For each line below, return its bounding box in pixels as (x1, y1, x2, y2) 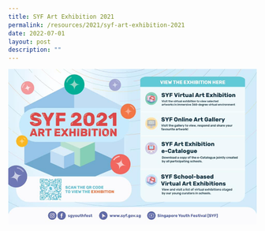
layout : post (8, 38, 51, 46)
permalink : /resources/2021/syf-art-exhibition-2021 (8, 20, 185, 29)
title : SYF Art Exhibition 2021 (8, 13, 114, 20)
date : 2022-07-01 (8, 29, 65, 37)
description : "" (8, 46, 62, 54)
